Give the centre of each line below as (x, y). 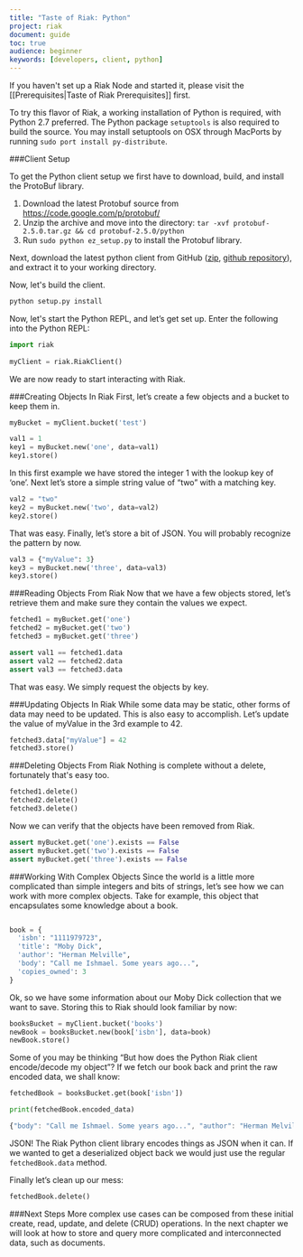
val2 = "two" (34, 499)
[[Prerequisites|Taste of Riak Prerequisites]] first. (100, 95)
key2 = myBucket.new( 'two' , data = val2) (84, 507)
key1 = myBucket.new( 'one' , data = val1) (84, 447)
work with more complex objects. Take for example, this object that (134, 896)
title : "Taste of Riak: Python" (70, 18)
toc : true (28, 43)
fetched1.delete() (44, 792)
